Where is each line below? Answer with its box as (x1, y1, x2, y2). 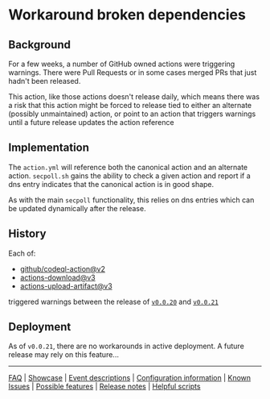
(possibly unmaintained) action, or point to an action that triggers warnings (8, 109, 256, 118)
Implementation (8, 141, 90, 155)
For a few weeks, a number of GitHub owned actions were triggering (8, 59, 235, 69)
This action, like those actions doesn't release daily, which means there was (8, 92, 260, 102)
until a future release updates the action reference (8, 118, 174, 127)
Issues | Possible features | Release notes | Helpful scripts (8, 381, 201, 392)
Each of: (8, 248, 36, 258)
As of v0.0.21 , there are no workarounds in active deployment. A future (8, 341, 245, 351)
